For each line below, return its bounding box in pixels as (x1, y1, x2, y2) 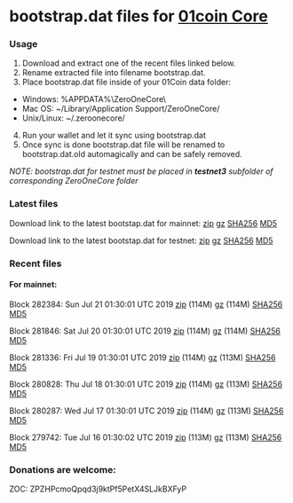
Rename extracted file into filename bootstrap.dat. (21, 67, 206, 78)
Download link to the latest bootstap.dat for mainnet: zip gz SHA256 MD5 (9, 217, 278, 228)
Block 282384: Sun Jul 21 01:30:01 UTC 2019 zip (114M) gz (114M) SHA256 (9, 299, 283, 310)
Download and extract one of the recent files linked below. (21, 58, 236, 68)
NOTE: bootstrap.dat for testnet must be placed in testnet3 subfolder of (9, 166, 273, 177)
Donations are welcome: (9, 463, 117, 475)
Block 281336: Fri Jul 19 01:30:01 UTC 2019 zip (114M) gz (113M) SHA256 (9, 352, 276, 363)
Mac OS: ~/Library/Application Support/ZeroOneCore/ (21, 104, 220, 114)
